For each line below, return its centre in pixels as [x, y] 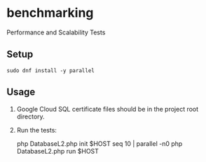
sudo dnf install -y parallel [51, 70]
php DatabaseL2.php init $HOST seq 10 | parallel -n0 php [99, 143]
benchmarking [50, 13]
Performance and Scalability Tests [56, 32]
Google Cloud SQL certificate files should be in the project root [108, 109]
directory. [30, 116]
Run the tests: [37, 130]
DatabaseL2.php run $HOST [58, 151]
